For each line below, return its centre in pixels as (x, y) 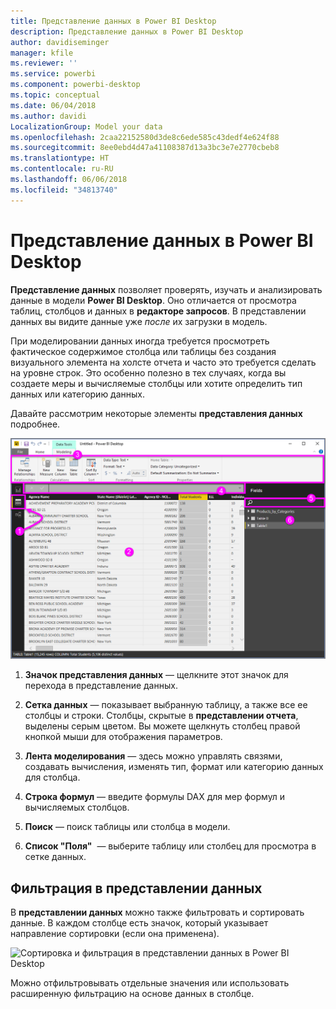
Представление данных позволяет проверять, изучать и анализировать (166, 289)
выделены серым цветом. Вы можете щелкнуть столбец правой (162, 726)
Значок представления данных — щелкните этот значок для (156, 675)
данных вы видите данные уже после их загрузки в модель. (139, 321)
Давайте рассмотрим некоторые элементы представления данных (156, 413)
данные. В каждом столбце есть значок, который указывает (139, 923)
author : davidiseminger (60, 42)
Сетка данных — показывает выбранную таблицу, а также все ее (166, 705)
